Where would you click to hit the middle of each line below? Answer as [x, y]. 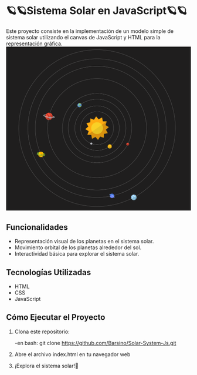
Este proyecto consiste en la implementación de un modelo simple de [90, 31]
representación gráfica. [34, 43]
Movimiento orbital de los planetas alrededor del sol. [78, 247]
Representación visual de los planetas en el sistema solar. [84, 242]
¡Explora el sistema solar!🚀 [47, 366]
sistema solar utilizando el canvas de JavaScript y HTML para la [83, 37]
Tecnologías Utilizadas [49, 272]
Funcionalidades [37, 227]
